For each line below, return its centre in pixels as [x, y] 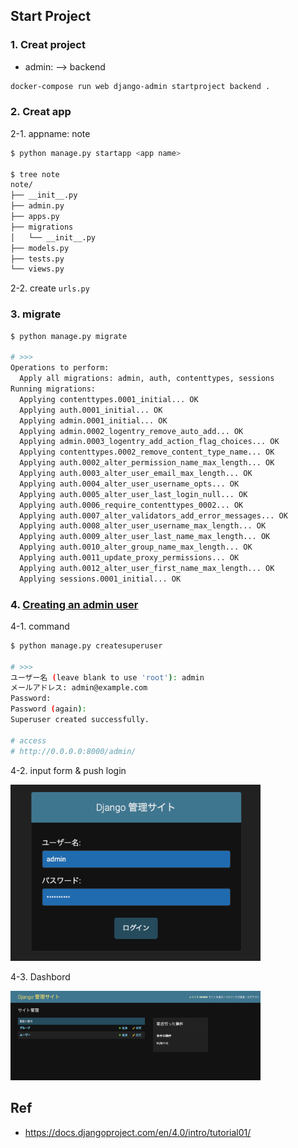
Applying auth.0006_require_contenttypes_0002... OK [131, 505]
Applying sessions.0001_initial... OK [100, 579]
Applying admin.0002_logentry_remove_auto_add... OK [131, 431]
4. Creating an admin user [74, 604]
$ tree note [35, 174]
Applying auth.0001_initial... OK [91, 410]
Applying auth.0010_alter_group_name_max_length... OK [136, 547]
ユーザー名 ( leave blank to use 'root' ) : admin [107, 677]
